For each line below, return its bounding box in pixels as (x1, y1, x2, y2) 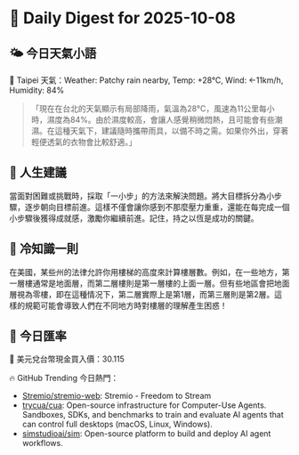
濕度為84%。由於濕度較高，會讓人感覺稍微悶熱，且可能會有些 (46, 115, 276, 125)
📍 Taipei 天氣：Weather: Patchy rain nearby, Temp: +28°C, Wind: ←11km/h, (9, 75, 284, 85)
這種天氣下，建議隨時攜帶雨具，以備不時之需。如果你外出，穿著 (54, 126, 289, 136)
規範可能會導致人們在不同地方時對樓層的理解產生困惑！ (24, 300, 228, 311)
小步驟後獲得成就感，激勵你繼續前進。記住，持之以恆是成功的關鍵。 (9, 213, 259, 223)
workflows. (21, 438, 64, 449)
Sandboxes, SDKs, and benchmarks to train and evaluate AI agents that (21, 410, 285, 420)
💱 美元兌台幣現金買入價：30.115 (9, 353, 125, 364)
